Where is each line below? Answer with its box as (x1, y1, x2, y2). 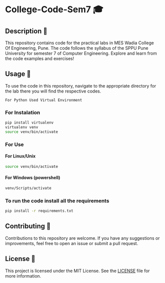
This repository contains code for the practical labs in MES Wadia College (5, 40, 154, 46)
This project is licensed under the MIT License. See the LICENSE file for (5, 268, 150, 274)
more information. (5, 273, 41, 279)
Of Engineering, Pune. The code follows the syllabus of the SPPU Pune (5, 45, 149, 51)
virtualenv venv (5, 125, 38, 129)
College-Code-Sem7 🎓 (5, 4, 104, 15)
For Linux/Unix (5, 153, 36, 159)
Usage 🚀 (5, 70, 31, 78)
